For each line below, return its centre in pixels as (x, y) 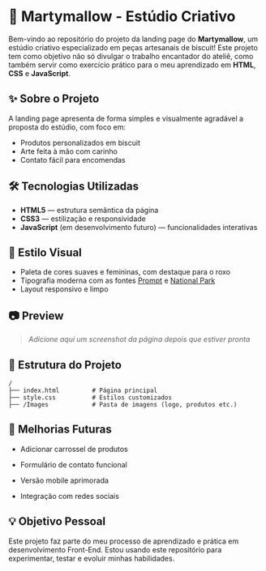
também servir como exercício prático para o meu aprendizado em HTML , (132, 65)
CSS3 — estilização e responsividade (83, 219)
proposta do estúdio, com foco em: (67, 127)
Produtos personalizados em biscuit (80, 143)
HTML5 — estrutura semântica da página (89, 210)
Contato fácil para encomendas (73, 160)
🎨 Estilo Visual (45, 252)
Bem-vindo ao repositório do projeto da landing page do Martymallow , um (133, 39)
